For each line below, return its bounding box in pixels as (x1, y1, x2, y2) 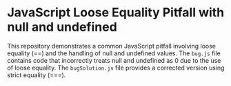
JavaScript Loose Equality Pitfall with (7, 5, 225, 20)
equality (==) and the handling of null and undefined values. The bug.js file (7, 49, 221, 57)
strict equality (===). (7, 70, 66, 79)
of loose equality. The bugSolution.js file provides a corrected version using (7, 63, 225, 72)
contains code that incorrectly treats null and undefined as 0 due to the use (7, 56, 221, 64)
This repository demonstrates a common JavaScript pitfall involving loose (7, 42, 216, 50)
